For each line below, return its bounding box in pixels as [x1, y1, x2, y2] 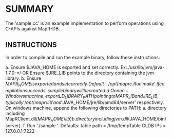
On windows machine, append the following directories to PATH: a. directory [5, 105, 167, 111]
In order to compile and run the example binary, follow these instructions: [5, 54, 160, 60]
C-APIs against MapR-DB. [5, 25, 60, 31]
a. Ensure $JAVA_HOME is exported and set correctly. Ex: [5, 64, 127, 70]
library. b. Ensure [5, 75, 42, 81]
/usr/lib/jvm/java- [128, 64, 165, 70]
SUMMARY [5, 3, 54, 15]
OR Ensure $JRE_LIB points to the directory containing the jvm [22, 70, 154, 76]
